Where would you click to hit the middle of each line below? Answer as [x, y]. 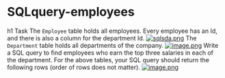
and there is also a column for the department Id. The [102, 38]
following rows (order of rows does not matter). [74, 67]
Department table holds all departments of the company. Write [113, 45]
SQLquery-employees [71, 12]
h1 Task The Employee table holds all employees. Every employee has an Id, [112, 31]
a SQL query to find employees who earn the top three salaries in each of [110, 53]
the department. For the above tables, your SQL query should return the [108, 60]
